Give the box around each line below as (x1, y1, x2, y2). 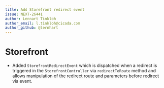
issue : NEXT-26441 (5, 12, 43, 17)
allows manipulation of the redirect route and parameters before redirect (12, 73, 159, 79)
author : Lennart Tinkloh (5, 16, 56, 21)
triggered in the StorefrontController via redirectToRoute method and (12, 68, 156, 74)
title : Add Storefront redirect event (5, 7, 85, 12)
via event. (12, 78, 33, 84)
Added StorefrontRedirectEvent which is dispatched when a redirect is (12, 63, 157, 68)
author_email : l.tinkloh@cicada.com (5, 21, 80, 26)
